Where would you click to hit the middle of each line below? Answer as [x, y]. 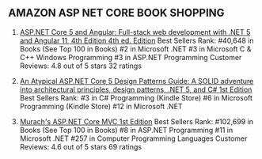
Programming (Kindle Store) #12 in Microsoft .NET [101, 106]
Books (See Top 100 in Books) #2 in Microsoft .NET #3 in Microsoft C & [135, 49]
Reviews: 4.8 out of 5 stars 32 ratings [81, 66]
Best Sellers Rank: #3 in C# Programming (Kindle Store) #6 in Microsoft [136, 97]
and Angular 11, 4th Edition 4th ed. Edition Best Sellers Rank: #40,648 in [137, 40]
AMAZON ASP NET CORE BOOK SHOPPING [116, 13]
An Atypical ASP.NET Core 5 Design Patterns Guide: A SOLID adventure [137, 81]
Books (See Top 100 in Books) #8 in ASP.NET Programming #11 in [126, 130]
